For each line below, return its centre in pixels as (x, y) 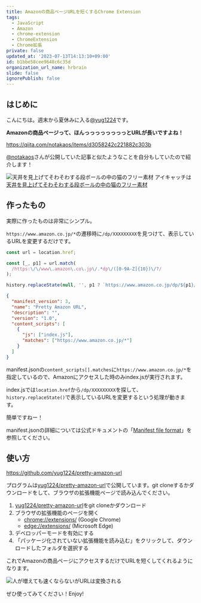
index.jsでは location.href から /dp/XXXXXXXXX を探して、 (74, 389)
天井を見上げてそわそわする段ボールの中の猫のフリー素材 (77, 184)
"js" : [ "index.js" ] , (48, 335)
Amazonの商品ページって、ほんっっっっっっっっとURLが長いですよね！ (95, 132)
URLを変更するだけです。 (42, 241)
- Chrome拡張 (27, 46)
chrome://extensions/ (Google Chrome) (72, 520)
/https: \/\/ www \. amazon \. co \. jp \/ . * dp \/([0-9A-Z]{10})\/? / (87, 269)
